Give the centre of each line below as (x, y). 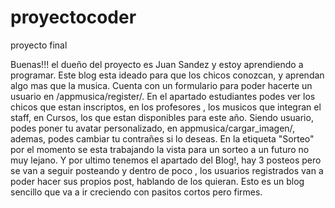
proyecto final (39, 45)
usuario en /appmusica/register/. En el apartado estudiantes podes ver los (163, 96)
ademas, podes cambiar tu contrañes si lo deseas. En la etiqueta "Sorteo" (162, 138)
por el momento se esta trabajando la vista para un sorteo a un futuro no (160, 149)
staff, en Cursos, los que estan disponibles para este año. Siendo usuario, (162, 117)
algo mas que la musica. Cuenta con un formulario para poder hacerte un (161, 85)
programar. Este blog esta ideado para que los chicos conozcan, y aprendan (167, 75)
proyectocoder (73, 17)
